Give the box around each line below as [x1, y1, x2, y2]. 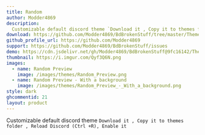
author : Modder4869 [6, 15, 56, 21]
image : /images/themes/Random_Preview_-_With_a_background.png [17, 83, 182, 89]
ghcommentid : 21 [6, 94, 48, 100]
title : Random [6, 9, 43, 15]
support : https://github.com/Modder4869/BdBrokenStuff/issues [6, 43, 168, 49]
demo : [6, 49, 20, 55]
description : [6, 20, 40, 26]
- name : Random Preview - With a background [12, 77, 127, 83]
